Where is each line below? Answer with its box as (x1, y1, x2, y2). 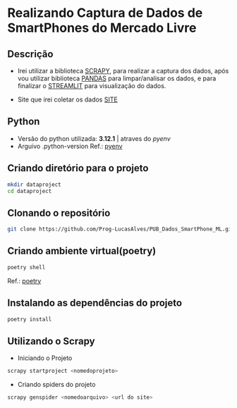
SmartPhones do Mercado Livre (7, 20, 197, 36)
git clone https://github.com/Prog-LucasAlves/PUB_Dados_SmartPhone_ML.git (7, 225, 235, 233)
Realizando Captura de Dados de (7, 5, 203, 21)
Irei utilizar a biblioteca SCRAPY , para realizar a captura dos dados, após (17, 67, 229, 75)
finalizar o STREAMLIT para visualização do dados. (17, 82, 166, 89)
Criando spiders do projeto (17, 381, 96, 389)
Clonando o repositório (7, 206, 111, 219)
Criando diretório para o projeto (7, 162, 149, 174)
